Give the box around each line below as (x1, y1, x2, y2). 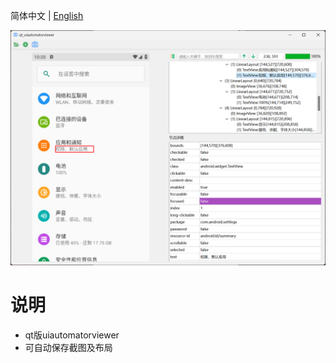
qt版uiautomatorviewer (24, 329, 120, 341)
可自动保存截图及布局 (24, 341, 113, 353)
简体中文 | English (10, 10, 84, 21)
